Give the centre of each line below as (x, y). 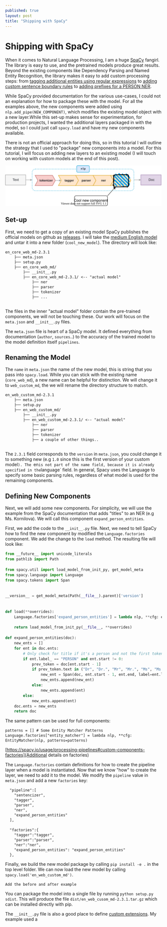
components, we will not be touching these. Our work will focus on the (77, 316)
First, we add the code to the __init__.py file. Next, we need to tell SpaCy (81, 528)
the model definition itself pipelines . (42, 342)
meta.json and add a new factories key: (46, 781)
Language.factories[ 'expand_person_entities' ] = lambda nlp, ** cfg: (86, 617)
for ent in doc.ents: (36, 648)
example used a (21, 919)
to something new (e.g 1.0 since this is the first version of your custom (78, 459)
